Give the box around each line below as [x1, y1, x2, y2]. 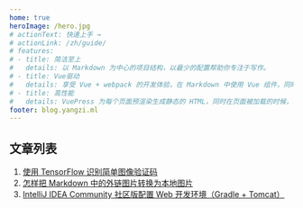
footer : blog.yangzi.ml [9, 105, 99, 114]
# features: [9, 47, 54, 56]
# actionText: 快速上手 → [9, 30, 102, 39]
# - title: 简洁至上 [9, 55, 81, 64]
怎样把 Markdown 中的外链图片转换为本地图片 [22, 177, 194, 189]
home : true [9, 13, 50, 23]
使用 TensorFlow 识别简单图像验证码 [22, 167, 158, 177]
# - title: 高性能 [9, 88, 75, 97]
